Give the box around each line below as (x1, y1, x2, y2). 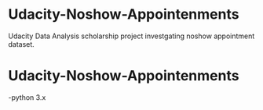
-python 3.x (8, 92, 46, 102)
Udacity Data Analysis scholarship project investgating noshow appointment (8, 31, 255, 41)
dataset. (8, 39, 35, 48)
